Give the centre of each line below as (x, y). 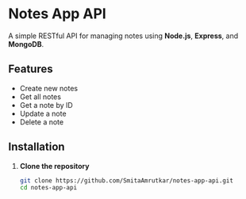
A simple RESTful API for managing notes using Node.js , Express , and (123, 36)
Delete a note (42, 122)
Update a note (43, 113)
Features (31, 69)
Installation (37, 147)
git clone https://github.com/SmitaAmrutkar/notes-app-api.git (127, 180)
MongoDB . (26, 44)
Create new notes (49, 88)
